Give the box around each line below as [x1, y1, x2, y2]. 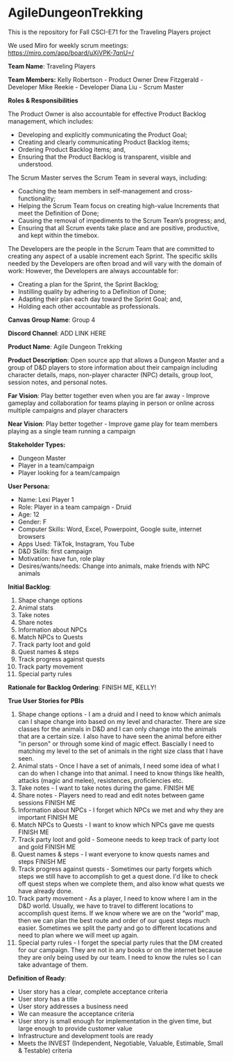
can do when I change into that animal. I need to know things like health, [17, 768, 225, 777]
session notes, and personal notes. [8, 378, 108, 386]
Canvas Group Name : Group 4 [8, 316, 96, 324]
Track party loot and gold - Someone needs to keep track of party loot [17, 835, 219, 843]
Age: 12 [17, 510, 40, 518]
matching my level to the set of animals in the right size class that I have [17, 747, 224, 755]
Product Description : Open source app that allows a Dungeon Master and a [8, 356, 225, 364]
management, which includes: [8, 117, 94, 126]
